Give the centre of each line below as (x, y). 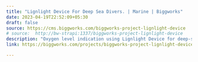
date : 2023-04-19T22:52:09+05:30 (47, 17)
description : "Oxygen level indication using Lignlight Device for (91, 39)
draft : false (22, 22)
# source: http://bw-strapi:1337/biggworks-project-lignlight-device (95, 34)
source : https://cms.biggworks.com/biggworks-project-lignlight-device (96, 28)
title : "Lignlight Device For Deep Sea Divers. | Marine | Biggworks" (95, 12)
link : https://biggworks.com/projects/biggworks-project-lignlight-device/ (101, 45)
